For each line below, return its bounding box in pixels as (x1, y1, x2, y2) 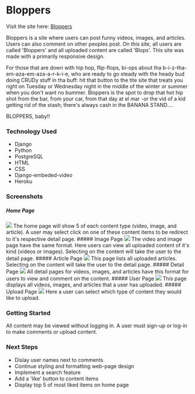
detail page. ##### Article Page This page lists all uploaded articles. (6, 255, 178, 262)
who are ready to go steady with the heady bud (70, 70, 185, 77)
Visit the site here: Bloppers (6, 23, 73, 30)
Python (14, 147, 32, 154)
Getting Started (6, 309, 51, 317)
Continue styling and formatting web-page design (14, 362, 134, 369)
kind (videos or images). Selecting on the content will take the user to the (6, 248, 182, 255)
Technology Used (6, 127, 57, 135)
